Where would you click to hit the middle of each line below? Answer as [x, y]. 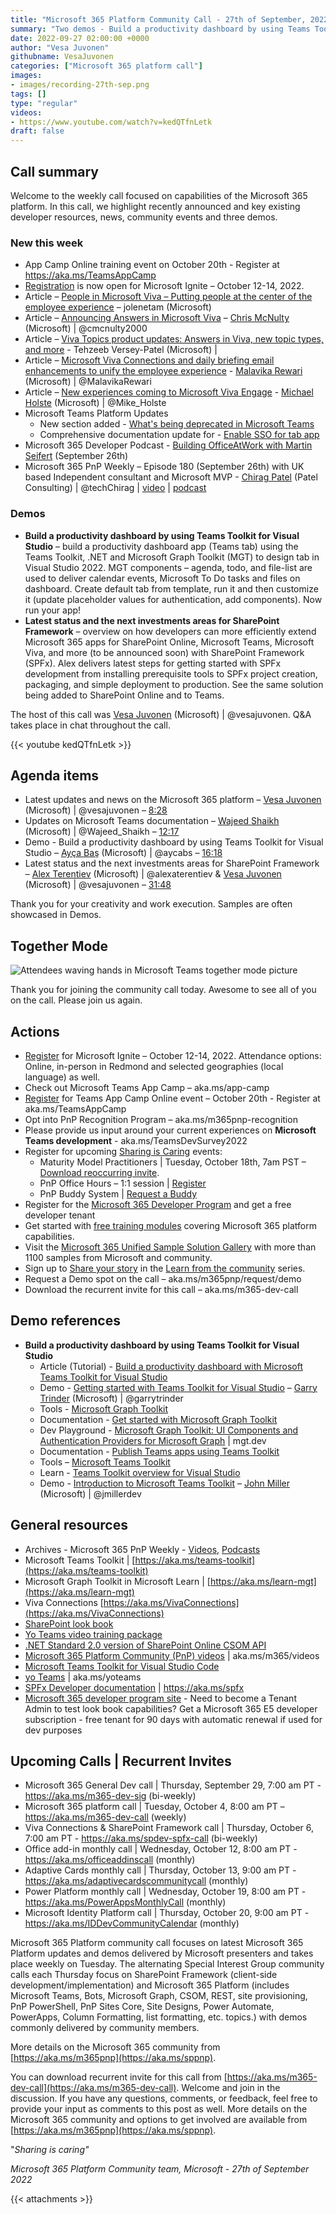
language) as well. [62, 1077]
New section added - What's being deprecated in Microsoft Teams [177, 424]
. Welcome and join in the [228, 2088]
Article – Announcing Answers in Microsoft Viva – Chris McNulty [157, 318]
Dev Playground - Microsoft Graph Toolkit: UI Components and [169, 1430]
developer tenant [60, 1215]
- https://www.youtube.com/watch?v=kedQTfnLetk [111, 122]
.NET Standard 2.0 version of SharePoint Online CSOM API [145, 1645]
